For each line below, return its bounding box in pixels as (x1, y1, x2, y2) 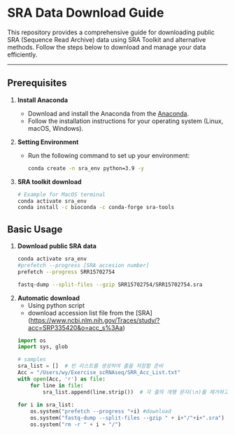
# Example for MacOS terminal (17, 191, 106, 198)
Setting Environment (17, 138, 79, 146)
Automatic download (17, 294, 80, 302)
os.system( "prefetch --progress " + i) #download (30, 408, 171, 415)
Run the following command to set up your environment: (27, 151, 190, 159)
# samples (17, 356, 47, 363)
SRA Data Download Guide (7, 5, 164, 21)
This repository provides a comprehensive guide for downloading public (7, 28, 215, 36)
